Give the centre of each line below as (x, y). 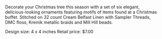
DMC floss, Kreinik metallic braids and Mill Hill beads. (59, 22)
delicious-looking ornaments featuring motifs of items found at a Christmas (81, 12)
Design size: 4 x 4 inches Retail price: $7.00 (49, 32)
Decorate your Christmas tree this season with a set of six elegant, (72, 7)
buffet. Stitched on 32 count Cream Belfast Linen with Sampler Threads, (78, 17)
